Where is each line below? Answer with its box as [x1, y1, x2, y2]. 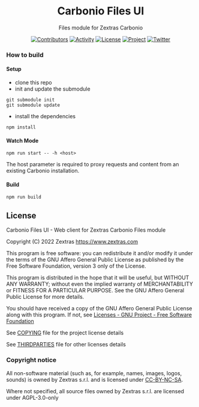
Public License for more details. [6, 293, 85, 301]
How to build [6, 50, 44, 59]
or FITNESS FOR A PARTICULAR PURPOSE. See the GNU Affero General [6, 287, 185, 294]
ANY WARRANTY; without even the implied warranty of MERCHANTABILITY [6, 280, 194, 288]
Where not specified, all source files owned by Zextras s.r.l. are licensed [6, 387, 185, 394]
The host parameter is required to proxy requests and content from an [6, 161, 179, 168]
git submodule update [6, 102, 61, 109]
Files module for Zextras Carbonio [58, 24, 143, 31]
